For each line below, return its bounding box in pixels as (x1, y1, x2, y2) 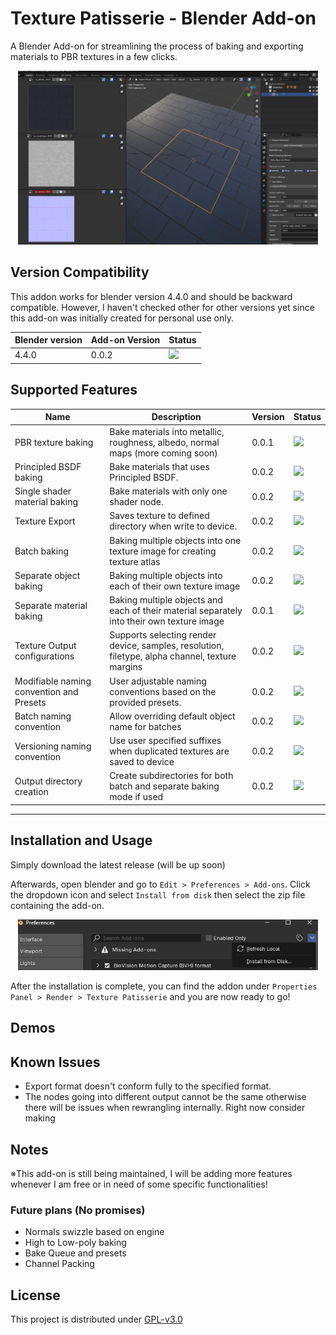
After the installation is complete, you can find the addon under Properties (10, 980, 318, 992)
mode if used (109, 791, 164, 803)
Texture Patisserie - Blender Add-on (10, 7, 317, 30)
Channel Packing (24, 1258, 95, 1270)
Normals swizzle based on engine (24, 1226, 165, 1238)
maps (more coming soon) (109, 447, 218, 459)
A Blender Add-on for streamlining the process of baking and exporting (10, 40, 304, 52)
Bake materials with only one (109, 485, 228, 497)
